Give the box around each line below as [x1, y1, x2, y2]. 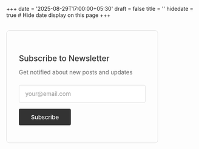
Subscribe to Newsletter [19, 54, 110, 64]
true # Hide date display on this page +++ [6, 11, 111, 19]
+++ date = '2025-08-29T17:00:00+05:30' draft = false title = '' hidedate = [6, 5, 194, 12]
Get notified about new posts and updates [19, 69, 133, 77]
